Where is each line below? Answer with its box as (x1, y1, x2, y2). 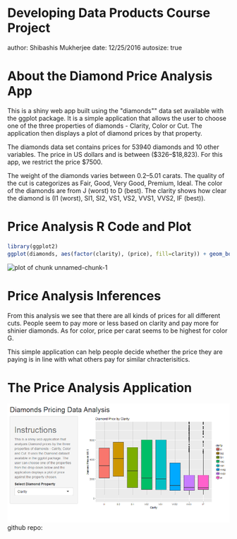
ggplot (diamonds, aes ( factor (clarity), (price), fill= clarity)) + (7, 250, 207, 257)
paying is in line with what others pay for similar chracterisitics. (7, 355, 190, 363)
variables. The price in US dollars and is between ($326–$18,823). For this (7, 150, 224, 158)
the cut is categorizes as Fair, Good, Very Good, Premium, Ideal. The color (7, 179, 223, 187)
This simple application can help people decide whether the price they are (7, 348, 224, 356)
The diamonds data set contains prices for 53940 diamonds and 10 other (7, 143, 220, 151)
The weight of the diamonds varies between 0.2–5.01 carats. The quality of (7, 171, 225, 179)
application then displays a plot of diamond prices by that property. (7, 129, 202, 137)
